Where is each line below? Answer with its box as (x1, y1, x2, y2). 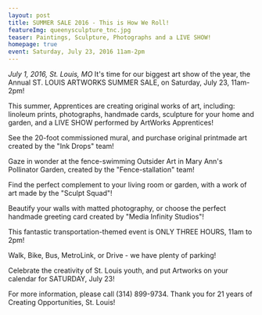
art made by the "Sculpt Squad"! (8, 189, 113, 197)
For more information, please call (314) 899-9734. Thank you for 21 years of (8, 289, 253, 299)
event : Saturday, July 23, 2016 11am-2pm (8, 48, 145, 56)
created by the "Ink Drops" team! (8, 142, 115, 150)
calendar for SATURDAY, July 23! (8, 274, 115, 283)
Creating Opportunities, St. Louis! (8, 298, 116, 306)
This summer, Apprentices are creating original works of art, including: (8, 101, 235, 110)
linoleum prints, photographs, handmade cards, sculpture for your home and (8, 110, 254, 118)
